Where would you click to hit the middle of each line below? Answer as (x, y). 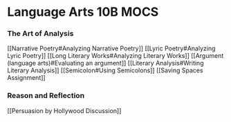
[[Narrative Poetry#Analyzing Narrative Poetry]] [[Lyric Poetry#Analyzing (111, 48)
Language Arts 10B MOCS (83, 12)
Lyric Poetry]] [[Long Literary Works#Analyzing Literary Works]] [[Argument (115, 56)
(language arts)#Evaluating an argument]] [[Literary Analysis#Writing (105, 63)
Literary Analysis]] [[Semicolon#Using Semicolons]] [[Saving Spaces (105, 70)
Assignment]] (27, 78)
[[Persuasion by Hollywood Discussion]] (64, 110)
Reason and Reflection (46, 96)
